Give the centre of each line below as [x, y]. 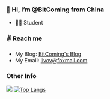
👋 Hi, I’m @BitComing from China [55, 10]
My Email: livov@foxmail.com [51, 60]
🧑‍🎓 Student [29, 23]
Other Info [22, 76]
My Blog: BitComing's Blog [48, 54]
